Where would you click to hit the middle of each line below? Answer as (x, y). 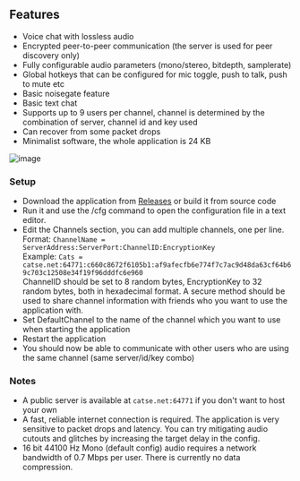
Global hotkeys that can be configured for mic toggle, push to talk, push (155, 74)
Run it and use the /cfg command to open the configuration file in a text (154, 210)
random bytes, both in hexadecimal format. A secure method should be (154, 291)
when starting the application (76, 330)
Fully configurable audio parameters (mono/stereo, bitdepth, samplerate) (157, 64)
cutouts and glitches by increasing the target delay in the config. (141, 439)
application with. (52, 310)
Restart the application (64, 339)
